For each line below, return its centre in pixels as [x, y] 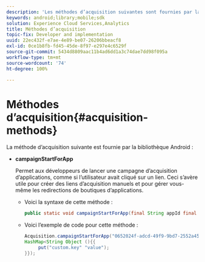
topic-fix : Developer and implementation [60, 35]
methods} [32, 130]
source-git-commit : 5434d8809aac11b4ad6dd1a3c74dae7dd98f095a [87, 52]
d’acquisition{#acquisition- [77, 117]
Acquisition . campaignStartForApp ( [68, 236]
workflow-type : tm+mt [34, 57]
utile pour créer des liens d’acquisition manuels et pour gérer [92, 184]
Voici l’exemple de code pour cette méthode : [81, 225]
